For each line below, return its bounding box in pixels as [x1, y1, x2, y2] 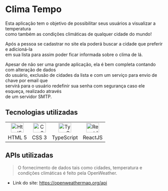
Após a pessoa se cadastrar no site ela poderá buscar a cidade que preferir [5, 40, 163, 46]
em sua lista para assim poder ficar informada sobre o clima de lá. [5, 52, 143, 58]
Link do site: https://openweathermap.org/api [12, 179, 107, 185]
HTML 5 [8, 134, 27, 141]
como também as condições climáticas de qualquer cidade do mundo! [5, 31, 152, 37]
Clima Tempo [5, 4, 62, 15]
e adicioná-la [5, 46, 33, 52]
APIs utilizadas [5, 151, 54, 160]
